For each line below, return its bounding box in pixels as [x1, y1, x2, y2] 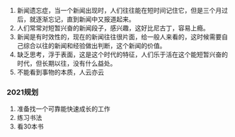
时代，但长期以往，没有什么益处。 [16, 59, 117, 67]
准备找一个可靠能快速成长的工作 [16, 105, 110, 113]
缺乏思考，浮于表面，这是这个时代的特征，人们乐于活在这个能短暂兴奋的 [16, 50, 228, 59]
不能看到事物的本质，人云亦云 [16, 68, 104, 76]
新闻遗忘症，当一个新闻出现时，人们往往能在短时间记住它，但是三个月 [16, 6, 222, 14]
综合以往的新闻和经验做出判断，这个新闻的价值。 [23, 42, 166, 49]
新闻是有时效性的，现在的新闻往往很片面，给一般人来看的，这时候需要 [16, 32, 222, 41]
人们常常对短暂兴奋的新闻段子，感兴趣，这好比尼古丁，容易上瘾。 [16, 24, 210, 32]
